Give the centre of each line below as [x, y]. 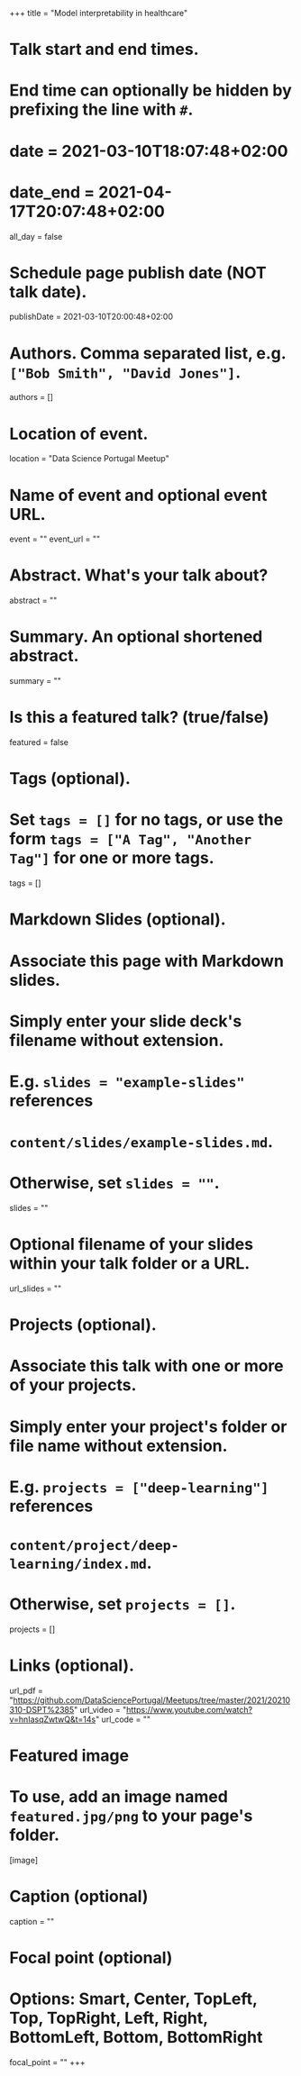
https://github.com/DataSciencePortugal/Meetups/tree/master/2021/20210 [152, 1700]
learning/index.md [78, 1564]
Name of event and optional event [138, 495]
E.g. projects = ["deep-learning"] [139, 1487]
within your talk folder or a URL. [130, 1264]
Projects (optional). [83, 1325]
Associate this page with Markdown [146, 961]
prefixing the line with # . [101, 109]
